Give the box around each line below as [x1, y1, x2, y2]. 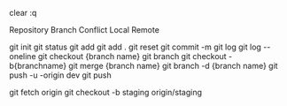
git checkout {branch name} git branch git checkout [37, 51, 228, 61]
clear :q [9, 8, 37, 18]
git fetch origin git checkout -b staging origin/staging [9, 87, 202, 97]
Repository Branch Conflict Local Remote [9, 25, 159, 34]
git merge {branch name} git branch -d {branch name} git [68, 61, 278, 71]
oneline [9, 51, 37, 61]
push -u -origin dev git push [9, 70, 112, 80]
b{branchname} [9, 61, 67, 71]
